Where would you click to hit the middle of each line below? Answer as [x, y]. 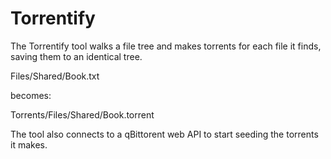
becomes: [31, 95]
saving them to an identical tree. [76, 56]
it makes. [29, 144]
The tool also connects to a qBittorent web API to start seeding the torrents [164, 134]
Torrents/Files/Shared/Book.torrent [82, 114]
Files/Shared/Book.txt [55, 76]
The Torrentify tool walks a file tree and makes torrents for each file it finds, [166, 46]
